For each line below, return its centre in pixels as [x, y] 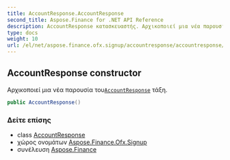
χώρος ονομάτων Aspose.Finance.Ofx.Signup [82, 142]
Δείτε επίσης [29, 119]
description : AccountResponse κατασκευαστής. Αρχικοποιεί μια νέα [104, 26]
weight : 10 [23, 39]
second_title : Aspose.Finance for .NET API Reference [86, 20]
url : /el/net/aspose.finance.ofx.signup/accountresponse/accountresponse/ [116, 45]
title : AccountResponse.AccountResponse [66, 13]
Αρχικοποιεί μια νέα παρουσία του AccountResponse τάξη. [87, 89]
